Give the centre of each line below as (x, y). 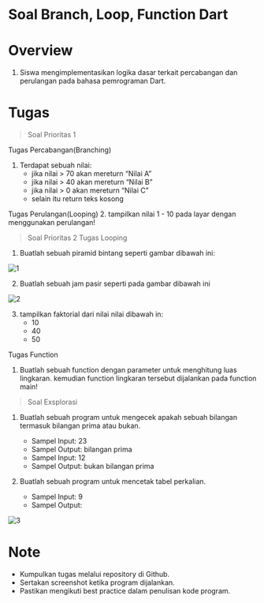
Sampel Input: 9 (57, 497)
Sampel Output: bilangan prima (82, 449)
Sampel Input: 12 (58, 458)
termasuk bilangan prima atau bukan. (80, 426)
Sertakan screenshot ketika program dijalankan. (97, 582)
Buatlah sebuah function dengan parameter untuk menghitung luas (128, 370)
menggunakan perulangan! (52, 223)
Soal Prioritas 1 (52, 135)
